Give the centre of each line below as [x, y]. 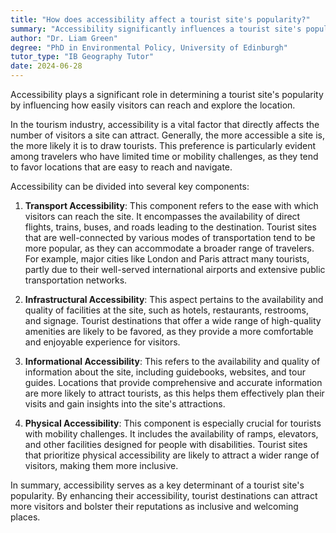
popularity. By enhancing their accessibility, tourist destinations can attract [164, 495]
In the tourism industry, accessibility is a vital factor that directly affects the [165, 124]
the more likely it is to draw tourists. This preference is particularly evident [163, 145]
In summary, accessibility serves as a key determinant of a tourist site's [157, 485]
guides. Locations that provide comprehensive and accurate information [173, 382]
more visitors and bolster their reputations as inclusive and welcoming [154, 506]
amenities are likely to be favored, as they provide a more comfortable [169, 331]
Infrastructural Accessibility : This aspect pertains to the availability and [174, 299]
